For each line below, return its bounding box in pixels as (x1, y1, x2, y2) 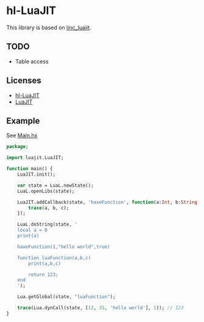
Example (6, 115, 40, 126)
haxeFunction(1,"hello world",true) (17, 243, 111, 250)
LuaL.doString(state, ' (17, 221, 78, 227)
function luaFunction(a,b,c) (17, 254, 91, 261)
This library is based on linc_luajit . (6, 24, 91, 31)
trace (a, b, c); (28, 205, 69, 211)
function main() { (6, 166, 53, 172)
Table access (15, 57, 49, 65)
